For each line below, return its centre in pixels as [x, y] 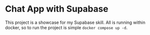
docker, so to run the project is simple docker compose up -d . [66, 27]
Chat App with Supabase [57, 9]
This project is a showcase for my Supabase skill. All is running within [75, 22]
